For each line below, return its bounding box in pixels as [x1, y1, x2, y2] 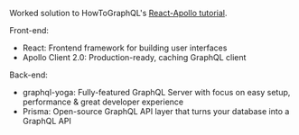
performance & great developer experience [22, 96, 183, 107]
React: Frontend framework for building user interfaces [22, 42, 228, 53]
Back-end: [9, 69, 48, 80]
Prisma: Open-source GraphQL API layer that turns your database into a [22, 106, 290, 116]
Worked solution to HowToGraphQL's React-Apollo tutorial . [9, 8, 228, 18]
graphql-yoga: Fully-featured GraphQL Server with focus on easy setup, [22, 87, 291, 97]
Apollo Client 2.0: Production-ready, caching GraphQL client [22, 52, 247, 62]
